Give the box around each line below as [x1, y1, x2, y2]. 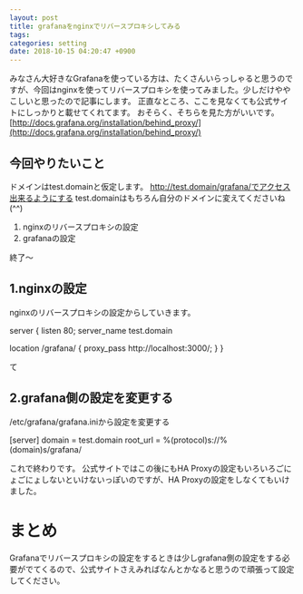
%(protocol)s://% [162, 434, 229, 445]
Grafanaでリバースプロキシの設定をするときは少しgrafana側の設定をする [9, 552, 283, 563]
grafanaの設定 [22, 232, 76, 243]
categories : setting [9, 38, 88, 48]
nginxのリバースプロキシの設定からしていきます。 [9, 307, 196, 317]
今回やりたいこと [9, 155, 105, 170]
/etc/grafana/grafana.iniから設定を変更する [9, 416, 171, 427]
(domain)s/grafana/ [9, 443, 82, 454]
